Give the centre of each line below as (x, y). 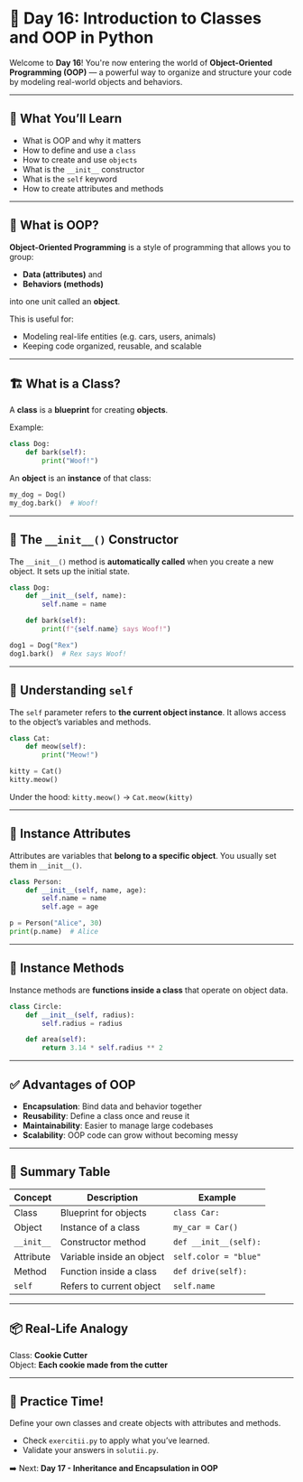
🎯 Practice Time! (56, 1401)
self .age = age (70, 907)
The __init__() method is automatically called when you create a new (142, 561)
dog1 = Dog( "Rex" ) (44, 645)
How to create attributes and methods (93, 188)
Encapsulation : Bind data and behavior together (112, 1106)
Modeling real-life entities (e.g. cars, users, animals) (119, 336)
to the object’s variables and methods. (80, 722)
